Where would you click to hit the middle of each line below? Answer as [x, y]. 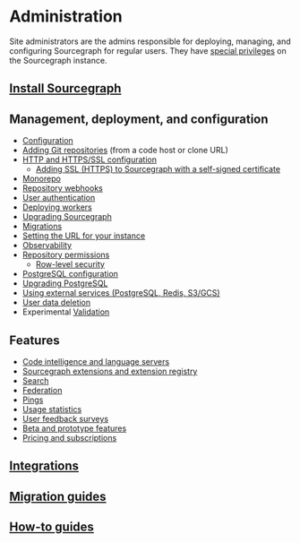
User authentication [59, 198]
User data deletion [56, 303]
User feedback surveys [65, 418]
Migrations [42, 227]
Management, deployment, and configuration [139, 119]
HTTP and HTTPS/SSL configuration [89, 159]
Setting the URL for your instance [84, 236]
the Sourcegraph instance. [58, 60]
